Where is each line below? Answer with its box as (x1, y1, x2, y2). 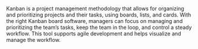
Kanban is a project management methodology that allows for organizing (6, 5, 184, 12)
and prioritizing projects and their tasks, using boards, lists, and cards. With (6, 11, 191, 18)
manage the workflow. (6, 37, 61, 43)
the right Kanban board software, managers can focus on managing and (6, 18, 183, 24)
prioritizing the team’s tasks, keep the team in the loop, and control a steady (6, 24, 192, 31)
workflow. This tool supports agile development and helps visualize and (6, 30, 181, 37)
